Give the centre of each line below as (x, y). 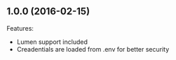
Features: (20, 28)
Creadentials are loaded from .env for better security (93, 49)
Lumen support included (52, 42)
